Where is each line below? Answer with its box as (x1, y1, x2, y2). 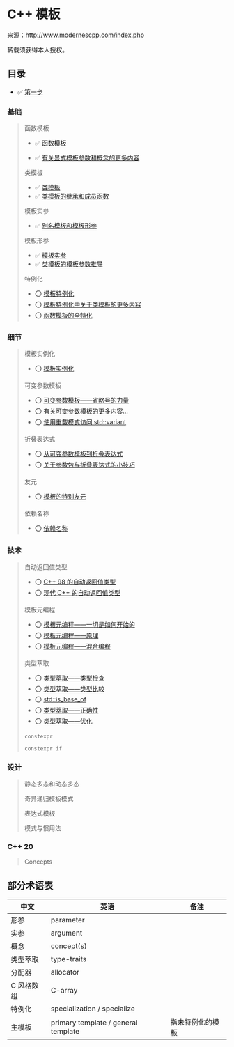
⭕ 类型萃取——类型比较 (34, 684, 105, 693)
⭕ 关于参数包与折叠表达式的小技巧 (34, 460, 136, 469)
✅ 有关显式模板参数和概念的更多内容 (34, 154, 140, 162)
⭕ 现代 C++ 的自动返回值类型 (34, 588, 120, 596)
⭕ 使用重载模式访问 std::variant (34, 418, 127, 426)
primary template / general (51, 1018, 138, 1027)
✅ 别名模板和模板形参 (34, 222, 97, 230)
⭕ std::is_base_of (34, 695, 87, 704)
